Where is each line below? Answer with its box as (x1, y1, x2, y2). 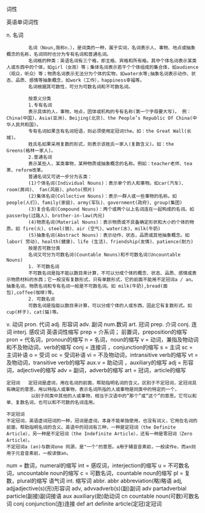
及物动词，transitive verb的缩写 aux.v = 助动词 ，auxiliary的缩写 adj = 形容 (6, 359, 194, 366)
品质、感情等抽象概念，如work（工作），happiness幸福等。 (15, 77, 145, 83)
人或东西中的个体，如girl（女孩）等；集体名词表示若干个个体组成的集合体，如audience (6, 64, 199, 70)
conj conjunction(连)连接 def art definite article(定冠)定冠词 (13, 500, 162, 507)
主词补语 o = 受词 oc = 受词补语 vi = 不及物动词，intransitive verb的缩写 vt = (6, 351, 198, 358)
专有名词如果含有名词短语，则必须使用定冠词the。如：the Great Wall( (28, 128, 187, 134)
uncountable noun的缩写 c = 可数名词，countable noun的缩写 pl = (17, 470, 184, 476)
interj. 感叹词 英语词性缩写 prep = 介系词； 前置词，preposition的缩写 (13, 328, 188, 335)
